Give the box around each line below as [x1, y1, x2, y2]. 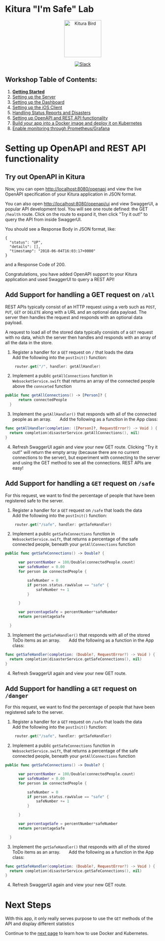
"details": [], [9, 244, 41, 249]
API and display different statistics [5, 921, 74, 927]
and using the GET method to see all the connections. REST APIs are [12, 459, 152, 465]
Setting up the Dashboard [12, 99, 65, 105]
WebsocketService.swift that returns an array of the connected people [12, 378, 155, 384]
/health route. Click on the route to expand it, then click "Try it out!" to [5, 211, 148, 217]
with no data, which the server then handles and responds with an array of [5, 334, 157, 340]
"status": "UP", [9, 240, 43, 245]
